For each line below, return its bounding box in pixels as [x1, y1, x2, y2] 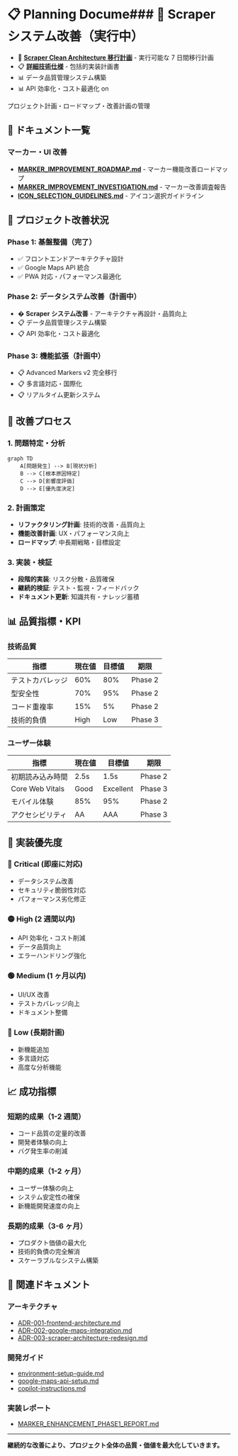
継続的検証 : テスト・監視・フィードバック [17, 583, 140, 593]
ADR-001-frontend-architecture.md [17, 1318, 121, 1327]
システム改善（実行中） [7, 28, 144, 45]
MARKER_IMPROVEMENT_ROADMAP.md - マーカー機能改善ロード [17, 164, 216, 173]
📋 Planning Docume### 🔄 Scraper [7, 6, 216, 23]
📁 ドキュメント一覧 [7, 124, 91, 136]
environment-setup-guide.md [17, 1370, 104, 1378]
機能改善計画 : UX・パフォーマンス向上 [17, 529, 130, 537]
